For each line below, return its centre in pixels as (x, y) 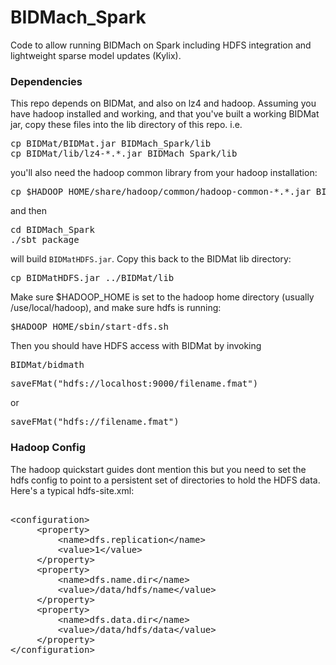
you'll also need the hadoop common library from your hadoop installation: (164, 173)
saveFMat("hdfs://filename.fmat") (95, 422)
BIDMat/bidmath (47, 365)
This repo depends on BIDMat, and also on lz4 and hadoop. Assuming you (163, 103)
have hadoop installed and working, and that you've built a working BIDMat (165, 114)
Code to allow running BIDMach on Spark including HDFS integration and (161, 45)
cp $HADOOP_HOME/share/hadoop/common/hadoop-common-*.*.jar (161, 192)
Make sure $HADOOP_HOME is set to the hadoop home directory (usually (162, 297)
